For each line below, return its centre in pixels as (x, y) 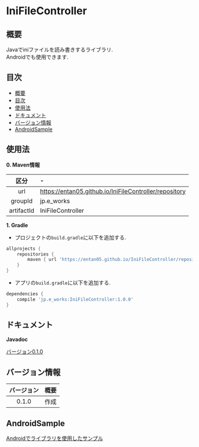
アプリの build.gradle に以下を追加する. (62, 282)
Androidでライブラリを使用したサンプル (55, 438)
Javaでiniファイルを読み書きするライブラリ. (60, 50)
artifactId (22, 210)
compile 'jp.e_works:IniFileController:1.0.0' (75, 299)
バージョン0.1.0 (25, 352)
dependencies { (25, 294)
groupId (22, 201)
